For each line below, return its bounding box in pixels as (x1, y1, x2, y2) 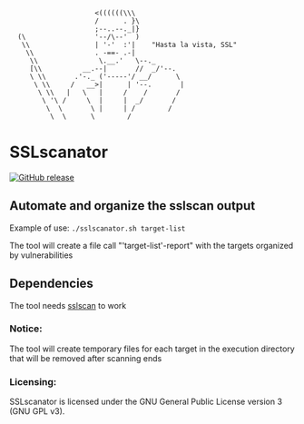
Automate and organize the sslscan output (9, 198, 256, 213)
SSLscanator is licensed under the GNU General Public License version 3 (9, 396, 283, 408)
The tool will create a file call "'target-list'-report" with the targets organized (9, 240, 294, 251)
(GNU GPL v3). (9, 406, 65, 417)
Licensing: (9, 375, 57, 388)
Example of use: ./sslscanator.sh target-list (9, 222, 186, 233)
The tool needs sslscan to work (9, 300, 127, 311)
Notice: (9, 322, 43, 335)
